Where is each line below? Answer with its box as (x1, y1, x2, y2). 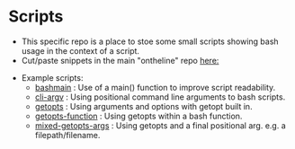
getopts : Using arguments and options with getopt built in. (34, 101, 253, 111)
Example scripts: (21, 72, 84, 83)
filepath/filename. (34, 129, 101, 140)
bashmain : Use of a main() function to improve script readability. (34, 82, 276, 92)
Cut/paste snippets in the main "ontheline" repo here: (21, 55, 219, 66)
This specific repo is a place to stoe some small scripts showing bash (21, 36, 280, 47)
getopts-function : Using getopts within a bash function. (34, 110, 243, 121)
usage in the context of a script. (21, 45, 140, 56)
